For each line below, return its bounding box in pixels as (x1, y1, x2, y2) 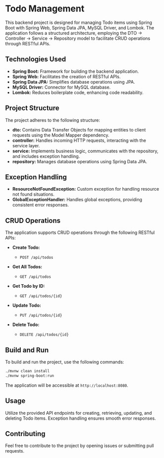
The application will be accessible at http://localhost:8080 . (5, 382, 129, 388)
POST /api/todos (19, 255, 54, 260)
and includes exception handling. (12, 153, 80, 159)
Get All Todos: (12, 264, 43, 270)
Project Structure (5, 104, 59, 113)
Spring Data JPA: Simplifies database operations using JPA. (12, 79, 135, 85)
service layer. (12, 142, 40, 148)
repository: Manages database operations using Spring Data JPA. (12, 158, 148, 164)
